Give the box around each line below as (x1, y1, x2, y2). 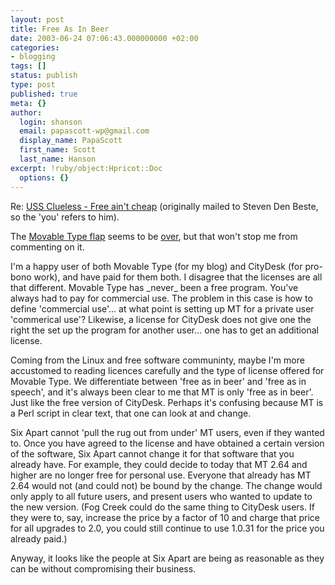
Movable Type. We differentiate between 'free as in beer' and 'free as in (10, 375, 307, 387)
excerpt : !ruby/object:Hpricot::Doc (10, 163, 163, 173)
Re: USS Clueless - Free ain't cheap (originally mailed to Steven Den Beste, (10, 200, 319, 212)
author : (10, 107, 43, 118)
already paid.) (10, 532, 68, 545)
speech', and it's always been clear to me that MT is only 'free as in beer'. (10, 386, 314, 398)
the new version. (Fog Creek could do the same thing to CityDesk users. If (10, 501, 315, 513)
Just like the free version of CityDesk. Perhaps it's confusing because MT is (10, 396, 324, 408)
